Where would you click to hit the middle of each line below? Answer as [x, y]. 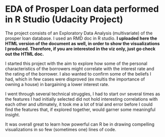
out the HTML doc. [25, 54]
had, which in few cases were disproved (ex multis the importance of [75, 79]
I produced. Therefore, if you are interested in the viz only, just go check [80, 49]
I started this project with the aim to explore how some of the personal [76, 63]
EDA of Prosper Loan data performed [82, 9]
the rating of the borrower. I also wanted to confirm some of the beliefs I [78, 74]
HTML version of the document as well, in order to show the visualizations [82, 43]
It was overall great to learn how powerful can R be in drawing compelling [80, 124]
